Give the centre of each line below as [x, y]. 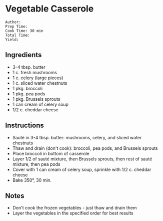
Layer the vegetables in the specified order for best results [73, 213]
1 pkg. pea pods [29, 94]
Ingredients [23, 55]
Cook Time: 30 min [24, 31]
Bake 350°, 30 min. [32, 180]
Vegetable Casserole [49, 9]
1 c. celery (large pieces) [38, 78]
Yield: [12, 40]
